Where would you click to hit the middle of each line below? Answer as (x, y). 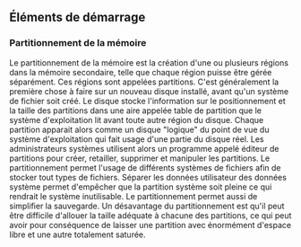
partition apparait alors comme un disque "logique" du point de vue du (139, 129)
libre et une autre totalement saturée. (77, 234)
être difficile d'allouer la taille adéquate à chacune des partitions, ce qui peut (150, 215)
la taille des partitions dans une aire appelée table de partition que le (136, 110)
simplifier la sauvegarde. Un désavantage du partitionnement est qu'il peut (147, 206)
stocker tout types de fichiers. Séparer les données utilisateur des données (148, 177)
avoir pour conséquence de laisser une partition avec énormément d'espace (150, 225)
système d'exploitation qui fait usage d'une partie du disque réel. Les (137, 139)
